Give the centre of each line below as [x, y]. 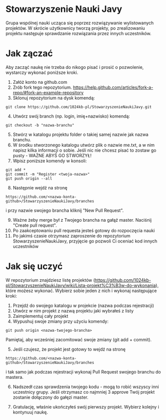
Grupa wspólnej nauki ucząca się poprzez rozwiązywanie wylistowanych [80, 23]
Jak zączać [29, 54]
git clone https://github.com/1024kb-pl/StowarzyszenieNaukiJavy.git [79, 107]
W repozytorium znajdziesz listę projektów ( [50, 280]
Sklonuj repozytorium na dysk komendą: [54, 98]
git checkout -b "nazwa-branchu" [40, 125]
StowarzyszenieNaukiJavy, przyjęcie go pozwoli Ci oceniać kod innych [85, 241]
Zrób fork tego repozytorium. [42, 87]
